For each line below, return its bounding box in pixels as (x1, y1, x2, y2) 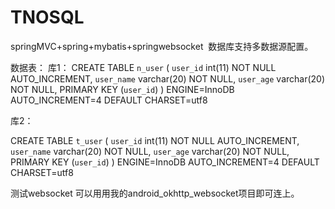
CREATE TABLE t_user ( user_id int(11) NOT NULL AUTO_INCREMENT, (10, 134, 300, 146)
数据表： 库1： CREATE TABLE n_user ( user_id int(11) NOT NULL (10, 61, 277, 73)
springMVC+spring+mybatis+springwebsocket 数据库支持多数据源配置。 (10, 40, 314, 52)
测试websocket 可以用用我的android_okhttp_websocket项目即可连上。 (10, 187, 300, 199)
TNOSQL (10, 6, 85, 29)
